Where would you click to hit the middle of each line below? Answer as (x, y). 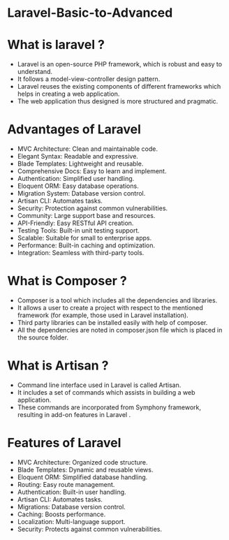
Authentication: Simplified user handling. (76, 179)
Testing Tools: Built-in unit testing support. (78, 231)
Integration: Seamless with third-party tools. (81, 253)
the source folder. (43, 337)
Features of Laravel (64, 443)
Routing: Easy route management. (66, 484)
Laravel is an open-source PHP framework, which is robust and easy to (119, 64)
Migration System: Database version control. (81, 194)
